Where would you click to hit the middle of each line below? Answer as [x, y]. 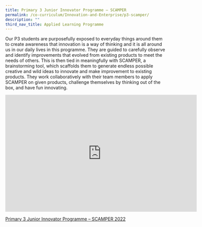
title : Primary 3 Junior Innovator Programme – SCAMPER [66, 10]
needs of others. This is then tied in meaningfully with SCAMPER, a [76, 61]
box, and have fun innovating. [36, 88]
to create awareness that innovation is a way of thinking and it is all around [84, 44]
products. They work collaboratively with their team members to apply [79, 77]
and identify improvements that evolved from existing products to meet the [84, 55]
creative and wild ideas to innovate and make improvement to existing [79, 72]
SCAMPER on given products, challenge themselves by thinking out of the [83, 82]
